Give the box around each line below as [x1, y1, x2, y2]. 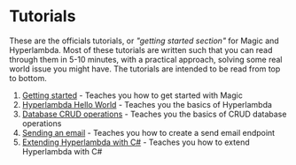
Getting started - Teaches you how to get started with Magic [21, 90, 244, 101]
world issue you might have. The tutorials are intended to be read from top [9, 64, 281, 74]
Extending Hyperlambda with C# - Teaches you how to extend [21, 137, 250, 147]
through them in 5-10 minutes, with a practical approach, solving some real [9, 54, 283, 64]
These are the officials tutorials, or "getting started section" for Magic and [9, 35, 279, 46]
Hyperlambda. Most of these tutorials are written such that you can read [9, 44, 273, 55]
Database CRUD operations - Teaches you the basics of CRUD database [21, 109, 287, 119]
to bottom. [9, 72, 47, 83]
